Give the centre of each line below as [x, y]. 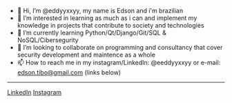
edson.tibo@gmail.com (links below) [69, 72]
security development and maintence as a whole [86, 55]
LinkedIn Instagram [35, 92]
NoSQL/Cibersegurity [48, 40]
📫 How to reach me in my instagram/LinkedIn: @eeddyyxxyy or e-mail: [119, 63]
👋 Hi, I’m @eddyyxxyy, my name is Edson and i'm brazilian [100, 11]
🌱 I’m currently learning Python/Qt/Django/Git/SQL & [92, 32]
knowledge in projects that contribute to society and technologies [111, 25]
